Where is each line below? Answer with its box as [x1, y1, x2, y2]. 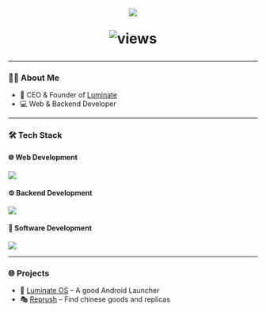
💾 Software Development [8, 223, 93, 233]
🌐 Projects [8, 268, 50, 279]
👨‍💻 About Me [8, 72, 59, 83]
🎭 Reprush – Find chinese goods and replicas [19, 295, 171, 304]
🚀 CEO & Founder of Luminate [19, 90, 117, 100]
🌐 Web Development [8, 153, 78, 162]
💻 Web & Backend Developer [19, 99, 116, 108]
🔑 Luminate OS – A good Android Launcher [19, 286, 160, 295]
